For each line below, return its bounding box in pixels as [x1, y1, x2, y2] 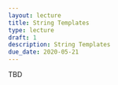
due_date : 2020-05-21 [8, 48, 79, 56]
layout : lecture [8, 11, 61, 20]
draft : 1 [8, 33, 37, 42]
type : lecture [8, 26, 55, 34]
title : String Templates [8, 19, 90, 27]
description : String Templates [8, 41, 111, 49]
